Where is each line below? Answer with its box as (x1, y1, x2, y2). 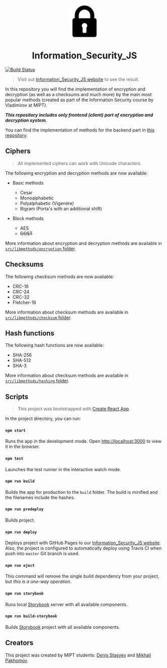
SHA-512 (12, 357, 31, 363)
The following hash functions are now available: (5, 342, 104, 348)
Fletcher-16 (12, 299, 37, 305)
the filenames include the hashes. (5, 494, 75, 500)
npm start (5, 428, 26, 433)
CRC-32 (12, 294, 30, 300)
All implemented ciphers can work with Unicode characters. (17, 160, 142, 166)
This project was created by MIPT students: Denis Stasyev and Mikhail (5, 652, 151, 658)
